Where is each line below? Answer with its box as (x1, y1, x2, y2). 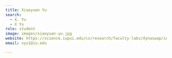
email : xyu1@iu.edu (5, 41, 47, 46)
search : (5, 12, 22, 17)
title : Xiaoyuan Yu (5, 7, 47, 13)
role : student (5, 26, 36, 32)
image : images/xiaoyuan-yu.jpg (5, 31, 72, 36)
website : (5, 36, 24, 41)
